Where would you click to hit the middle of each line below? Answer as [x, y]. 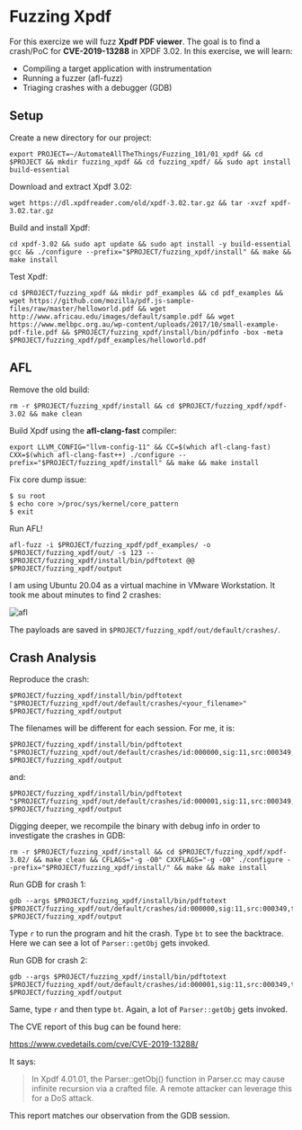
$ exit [22, 511]
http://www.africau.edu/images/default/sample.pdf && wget [122, 317]
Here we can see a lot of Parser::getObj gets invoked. [110, 943]
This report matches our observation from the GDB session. [120, 1116]
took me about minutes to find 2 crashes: [85, 595]
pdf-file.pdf [34, 332]
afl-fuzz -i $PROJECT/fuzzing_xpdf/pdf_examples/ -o [110, 545]
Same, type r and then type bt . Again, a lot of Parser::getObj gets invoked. [148, 1009]
